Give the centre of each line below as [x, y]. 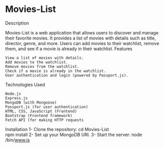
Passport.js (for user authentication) [47, 107]
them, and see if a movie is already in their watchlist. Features [69, 48]
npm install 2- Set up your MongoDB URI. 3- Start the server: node [74, 134]
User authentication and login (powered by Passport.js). [67, 75]
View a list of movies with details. [44, 58]
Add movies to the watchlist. [37, 62]
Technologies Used [25, 84]
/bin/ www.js [17, 140]
